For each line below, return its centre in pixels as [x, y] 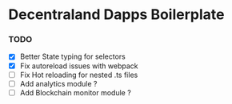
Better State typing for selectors [72, 56]
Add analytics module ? [58, 83]
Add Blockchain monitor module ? [76, 92]
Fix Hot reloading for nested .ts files [79, 75]
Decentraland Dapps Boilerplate [116, 15]
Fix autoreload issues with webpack [79, 66]
